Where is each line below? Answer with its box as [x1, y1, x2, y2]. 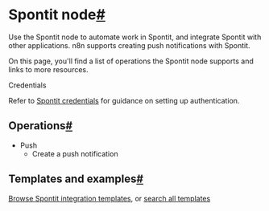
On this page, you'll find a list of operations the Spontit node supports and [8, 56, 254, 66]
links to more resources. [8, 64, 89, 74]
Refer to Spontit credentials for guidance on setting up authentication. [8, 95, 240, 105]
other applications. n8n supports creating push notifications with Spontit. [8, 40, 251, 50]
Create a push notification [31, 148, 118, 158]
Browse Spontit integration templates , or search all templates [8, 193, 211, 203]
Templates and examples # [8, 172, 143, 186]
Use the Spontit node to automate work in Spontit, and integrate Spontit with [8, 32, 262, 42]
